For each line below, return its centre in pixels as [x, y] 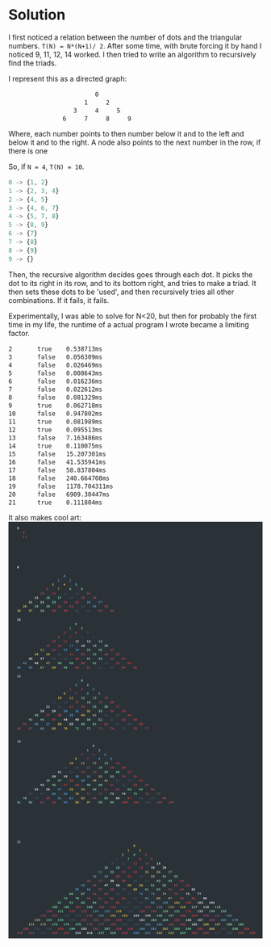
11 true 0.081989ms [56, 422]
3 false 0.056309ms [56, 357]
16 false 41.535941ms [57, 462]
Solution [37, 15]
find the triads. [33, 63]
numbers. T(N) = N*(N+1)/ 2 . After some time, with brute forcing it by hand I [135, 45]
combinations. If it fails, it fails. [59, 300]
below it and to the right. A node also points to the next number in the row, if [135, 142]
